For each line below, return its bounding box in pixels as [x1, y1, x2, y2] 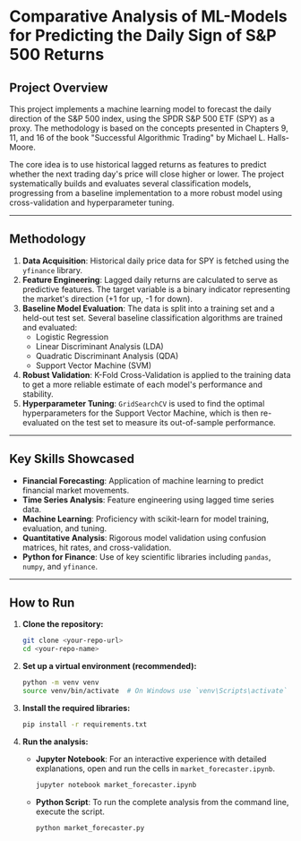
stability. [21, 388, 54, 399]
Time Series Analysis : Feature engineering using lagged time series [21, 494, 275, 505]
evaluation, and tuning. [21, 522, 107, 534]
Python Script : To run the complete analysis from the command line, [35, 796, 289, 807]
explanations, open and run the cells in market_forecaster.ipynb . [35, 763, 276, 774]
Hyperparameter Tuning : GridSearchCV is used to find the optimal [21, 398, 265, 408]
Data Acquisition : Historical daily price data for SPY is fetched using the [21, 255, 289, 266]
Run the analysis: [21, 736, 89, 747]
